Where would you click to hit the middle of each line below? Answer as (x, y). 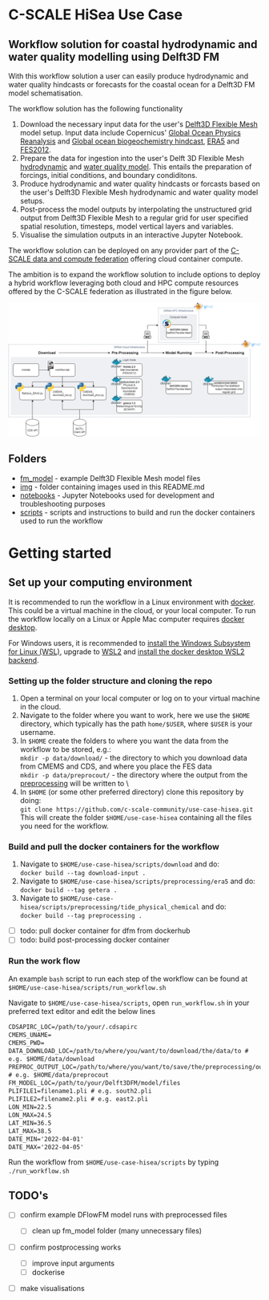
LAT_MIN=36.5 (30, 1123)
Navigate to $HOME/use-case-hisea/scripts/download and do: (120, 864)
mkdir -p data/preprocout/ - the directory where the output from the (134, 774)
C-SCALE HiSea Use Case (95, 15)
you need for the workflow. (64, 826)
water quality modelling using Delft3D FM (114, 57)
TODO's (28, 1195)
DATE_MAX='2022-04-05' (46, 1147)
